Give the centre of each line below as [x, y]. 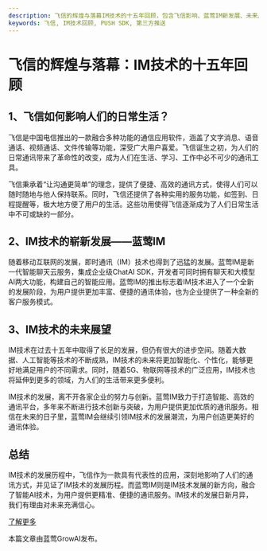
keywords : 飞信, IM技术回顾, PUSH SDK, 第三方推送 [87, 23]
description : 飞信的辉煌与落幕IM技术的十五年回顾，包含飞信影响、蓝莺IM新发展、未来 [133, 16]
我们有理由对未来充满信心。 [54, 504]
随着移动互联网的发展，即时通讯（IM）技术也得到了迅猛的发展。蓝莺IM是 [128, 262]
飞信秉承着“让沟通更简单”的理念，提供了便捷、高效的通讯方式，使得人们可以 [133, 184]
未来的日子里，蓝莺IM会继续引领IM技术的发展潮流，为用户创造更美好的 [138, 417]
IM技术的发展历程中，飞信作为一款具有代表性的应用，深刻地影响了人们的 [127, 475]
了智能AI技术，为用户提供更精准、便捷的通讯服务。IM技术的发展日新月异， [130, 494]
